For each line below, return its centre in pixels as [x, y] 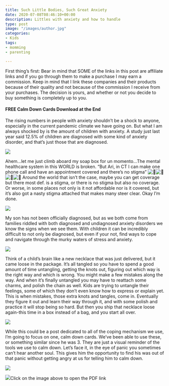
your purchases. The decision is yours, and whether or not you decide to [81, 92]
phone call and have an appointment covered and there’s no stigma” [76, 172]
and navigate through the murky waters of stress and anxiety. [69, 239]
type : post [17, 24]
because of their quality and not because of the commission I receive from [83, 87]
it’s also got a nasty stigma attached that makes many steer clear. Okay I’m [83, 193]
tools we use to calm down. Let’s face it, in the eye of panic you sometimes [83, 347]
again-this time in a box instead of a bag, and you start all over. [71, 312]
